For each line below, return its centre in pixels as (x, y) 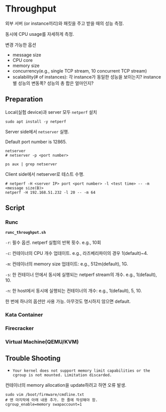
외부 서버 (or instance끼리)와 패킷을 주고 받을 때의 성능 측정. (65, 23)
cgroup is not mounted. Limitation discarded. (62, 375)
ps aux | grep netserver (31, 164)
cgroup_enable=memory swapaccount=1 (44, 404)
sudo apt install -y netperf (36, 121)
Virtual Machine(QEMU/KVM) (42, 342)
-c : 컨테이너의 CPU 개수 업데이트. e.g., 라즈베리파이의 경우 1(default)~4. (77, 253)
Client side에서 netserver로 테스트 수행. (45, 174)
